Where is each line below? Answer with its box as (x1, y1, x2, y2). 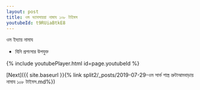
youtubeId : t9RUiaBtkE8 (6, 20, 66, 26)
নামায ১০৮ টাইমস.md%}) (6, 78, 56, 85)
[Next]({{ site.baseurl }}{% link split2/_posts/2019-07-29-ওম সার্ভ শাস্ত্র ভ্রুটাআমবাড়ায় (6, 72, 194, 79)
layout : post (6, 8, 39, 15)
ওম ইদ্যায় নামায (6, 36, 33, 44)
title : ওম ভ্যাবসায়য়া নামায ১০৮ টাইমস (6, 14, 78, 20)
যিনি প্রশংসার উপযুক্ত (14, 48, 49, 55)
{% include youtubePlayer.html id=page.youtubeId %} (6, 60, 140, 67)
